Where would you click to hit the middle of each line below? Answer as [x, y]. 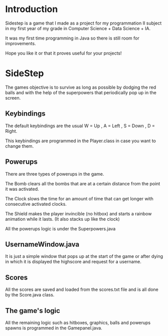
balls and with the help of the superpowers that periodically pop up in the [81, 92]
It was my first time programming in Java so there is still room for [72, 38]
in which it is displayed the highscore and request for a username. [73, 262]
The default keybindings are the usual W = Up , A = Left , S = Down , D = [80, 126]
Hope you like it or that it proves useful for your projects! [63, 53]
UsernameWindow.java [42, 244]
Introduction [32, 9]
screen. [13, 98]
